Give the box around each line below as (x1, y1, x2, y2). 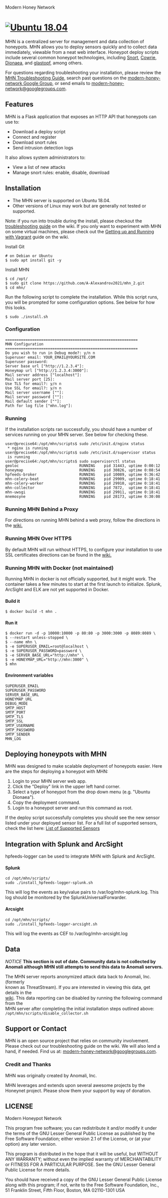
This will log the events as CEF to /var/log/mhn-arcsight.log (5, 930, 128, 937)
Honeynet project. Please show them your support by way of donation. (5, 1087, 151, 1093)
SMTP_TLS (5, 714, 24, 719)
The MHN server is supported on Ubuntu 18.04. (12, 197, 111, 203)
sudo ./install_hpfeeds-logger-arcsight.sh (5, 921, 98, 927)
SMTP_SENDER (5, 731, 30, 737)
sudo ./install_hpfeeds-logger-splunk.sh (5, 880, 93, 885)
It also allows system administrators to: (5, 154, 86, 160)
